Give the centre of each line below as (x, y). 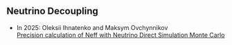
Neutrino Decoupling (52, 11)
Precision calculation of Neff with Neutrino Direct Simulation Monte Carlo (121, 35)
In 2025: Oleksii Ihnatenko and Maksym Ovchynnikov (92, 27)
